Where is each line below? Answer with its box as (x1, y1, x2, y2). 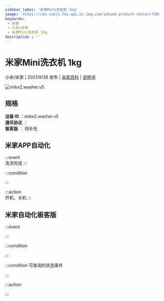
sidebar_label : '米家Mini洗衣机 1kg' (5, 7, 78, 12)
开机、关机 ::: (5, 195, 32, 201)
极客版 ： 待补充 (5, 125, 38, 131)
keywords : (5, 16, 25, 21)
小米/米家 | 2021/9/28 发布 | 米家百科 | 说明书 (5, 74, 96, 80)
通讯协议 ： (5, 119, 28, 125)
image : (5, 12, 19, 17)
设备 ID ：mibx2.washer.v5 (5, 113, 59, 119)
